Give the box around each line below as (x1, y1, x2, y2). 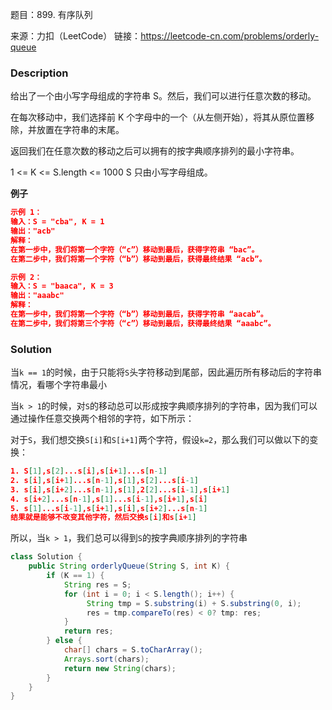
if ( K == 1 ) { (46, 571, 105, 581)
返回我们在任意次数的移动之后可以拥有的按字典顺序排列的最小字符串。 (10, 145, 300, 157)
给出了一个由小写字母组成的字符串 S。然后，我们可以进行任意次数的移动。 (10, 90, 317, 102)
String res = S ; (63, 579, 132, 590)
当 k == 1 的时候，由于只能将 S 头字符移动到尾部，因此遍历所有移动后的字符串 (10, 366, 323, 378)
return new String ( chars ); (63, 663, 177, 673)
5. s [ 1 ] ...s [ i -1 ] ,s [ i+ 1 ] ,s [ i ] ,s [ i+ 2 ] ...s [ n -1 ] (10, 503, 208, 513)
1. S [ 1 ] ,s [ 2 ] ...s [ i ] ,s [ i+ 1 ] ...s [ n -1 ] (10, 466, 168, 477)
